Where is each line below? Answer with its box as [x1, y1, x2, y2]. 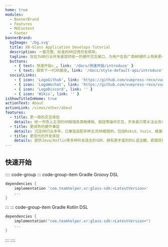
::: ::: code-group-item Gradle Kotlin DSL [5, 204, 88, 210]
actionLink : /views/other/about [5, 105, 72, 110]
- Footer [9, 31, 28, 36]
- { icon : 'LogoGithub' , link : [14, 77, 79, 82]
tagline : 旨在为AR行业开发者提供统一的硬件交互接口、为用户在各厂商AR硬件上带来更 [9, 54, 161, 59]
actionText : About [5, 101, 43, 106]
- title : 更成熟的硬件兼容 [9, 124, 60, 129]
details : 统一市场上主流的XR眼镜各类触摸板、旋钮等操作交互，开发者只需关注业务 [14, 119, 161, 125]
